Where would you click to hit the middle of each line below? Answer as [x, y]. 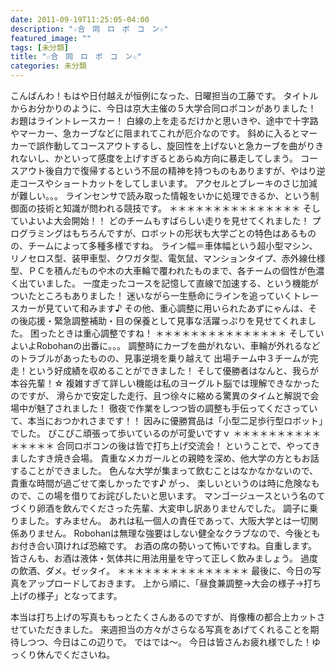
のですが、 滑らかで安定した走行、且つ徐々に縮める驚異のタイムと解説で [160, 395]
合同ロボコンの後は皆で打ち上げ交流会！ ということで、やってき [188, 445]
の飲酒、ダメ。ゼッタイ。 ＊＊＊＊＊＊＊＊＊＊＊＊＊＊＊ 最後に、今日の [161, 570]
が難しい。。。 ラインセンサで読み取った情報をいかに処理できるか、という [160, 195]
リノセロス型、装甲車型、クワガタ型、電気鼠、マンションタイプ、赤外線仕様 [168, 258]
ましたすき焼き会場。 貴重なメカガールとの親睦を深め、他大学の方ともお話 [165, 458]
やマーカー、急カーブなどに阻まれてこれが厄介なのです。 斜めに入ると [155, 133]
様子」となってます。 [79, 595]
